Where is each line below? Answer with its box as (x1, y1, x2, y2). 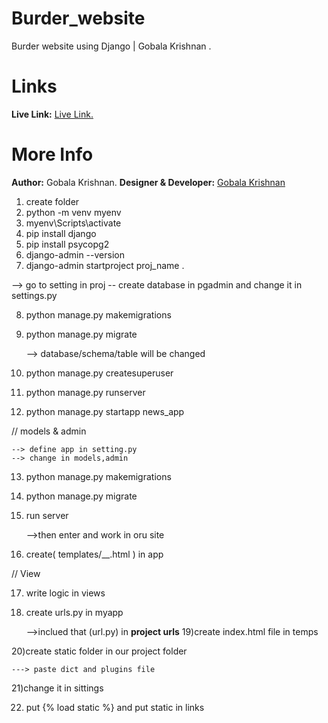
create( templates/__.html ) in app (25, 548, 164, 560)
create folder (25, 195, 80, 207)
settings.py (11, 289, 58, 301)
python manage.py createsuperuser (25, 367, 174, 379)
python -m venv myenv (25, 206, 122, 218)
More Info (11, 143, 94, 166)
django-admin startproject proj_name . (25, 259, 185, 271)
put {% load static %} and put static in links (25, 701, 205, 713)
